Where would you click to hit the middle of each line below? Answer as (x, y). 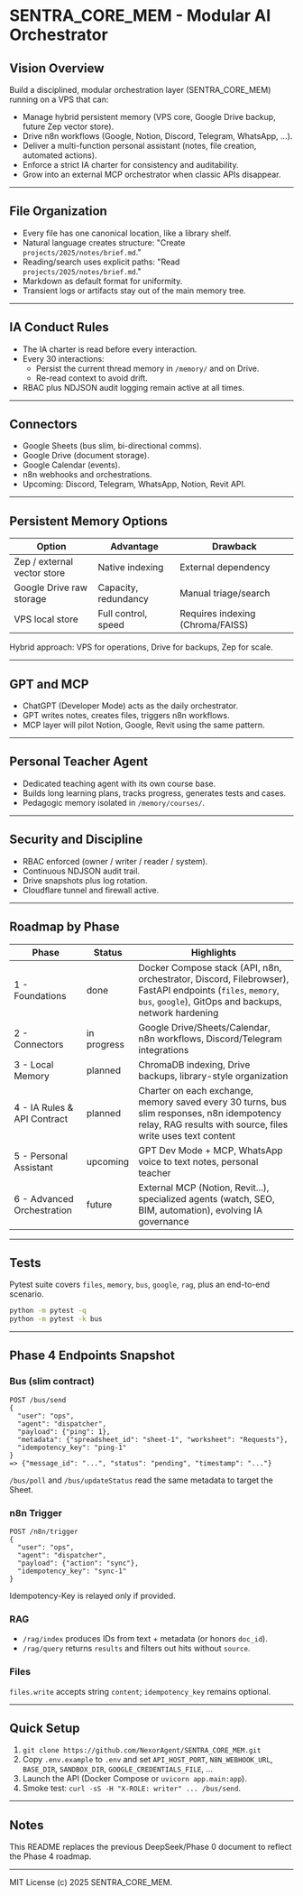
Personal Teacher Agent (79, 762)
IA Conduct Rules (60, 327)
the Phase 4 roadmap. (50, 1856)
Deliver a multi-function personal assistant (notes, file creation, (139, 146)
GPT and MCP (49, 684)
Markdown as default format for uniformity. (102, 281)
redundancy (123, 599)
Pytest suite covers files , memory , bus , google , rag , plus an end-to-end (140, 1285)
